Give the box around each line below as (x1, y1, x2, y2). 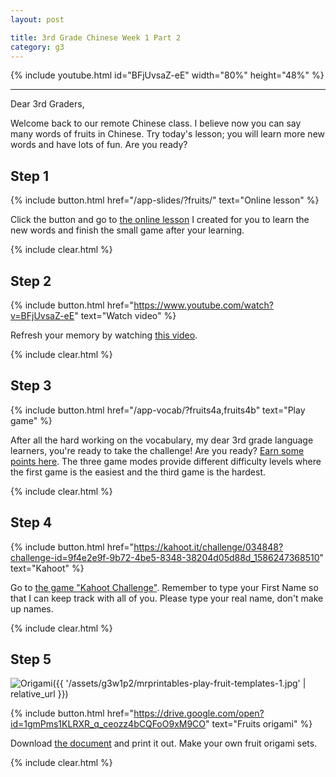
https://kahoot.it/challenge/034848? (133, 541, 284, 553)
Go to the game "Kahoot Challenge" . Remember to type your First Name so (10, 581, 319, 593)
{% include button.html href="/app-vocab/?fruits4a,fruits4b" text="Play (10, 404, 306, 416)
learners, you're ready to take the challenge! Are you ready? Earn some (10, 444, 305, 456)
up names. (10, 602, 54, 615)
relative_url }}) (10, 688, 69, 700)
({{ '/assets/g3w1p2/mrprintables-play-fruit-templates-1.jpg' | (52, 677, 307, 690)
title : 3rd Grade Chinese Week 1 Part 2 (10, 32, 182, 43)
